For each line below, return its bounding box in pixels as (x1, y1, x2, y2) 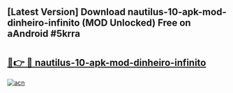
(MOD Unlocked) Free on (82, 17, 191, 29)
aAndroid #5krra (7, 28, 81, 40)
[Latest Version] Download (7, 6, 126, 18)
